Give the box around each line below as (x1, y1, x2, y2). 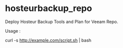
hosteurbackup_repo (5, 3, 92, 14)
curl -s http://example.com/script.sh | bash (5, 37, 92, 43)
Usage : (5, 28, 21, 34)
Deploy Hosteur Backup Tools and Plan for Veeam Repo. (5, 19, 119, 24)
